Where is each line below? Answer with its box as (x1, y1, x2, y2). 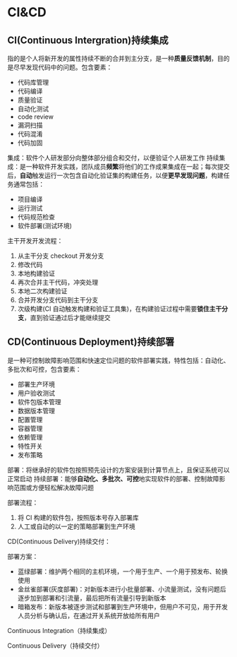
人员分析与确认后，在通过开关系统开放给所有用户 (17, 611, 160, 620)
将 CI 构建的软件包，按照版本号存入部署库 (17, 513, 139, 521)
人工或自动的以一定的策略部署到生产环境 (17, 522, 135, 531)
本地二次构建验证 (17, 287, 68, 295)
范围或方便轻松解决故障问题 (13, 483, 94, 492)
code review (17, 112, 54, 121)
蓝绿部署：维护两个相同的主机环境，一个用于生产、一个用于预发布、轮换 (17, 567, 228, 576)
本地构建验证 (17, 269, 55, 278)
